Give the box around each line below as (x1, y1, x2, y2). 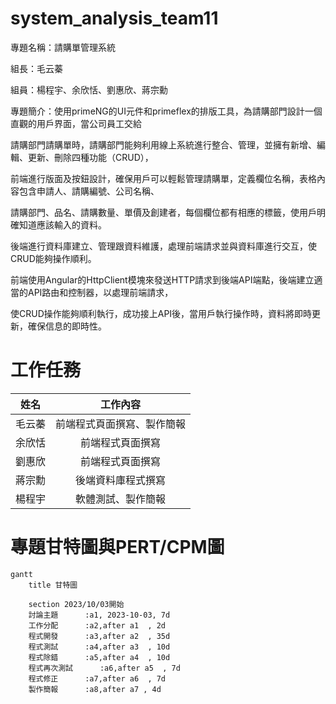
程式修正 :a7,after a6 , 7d (28, 673, 167, 684)
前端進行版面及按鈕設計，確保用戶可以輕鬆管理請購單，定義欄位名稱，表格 (10, 172, 317, 184)
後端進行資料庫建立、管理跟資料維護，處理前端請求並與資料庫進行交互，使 (10, 240, 317, 252)
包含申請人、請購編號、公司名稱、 (18, 185, 160, 197)
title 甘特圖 (28, 580, 78, 590)
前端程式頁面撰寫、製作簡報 (55, 417, 187, 431)
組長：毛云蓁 (10, 62, 63, 74)
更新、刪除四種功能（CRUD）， (27, 151, 154, 163)
